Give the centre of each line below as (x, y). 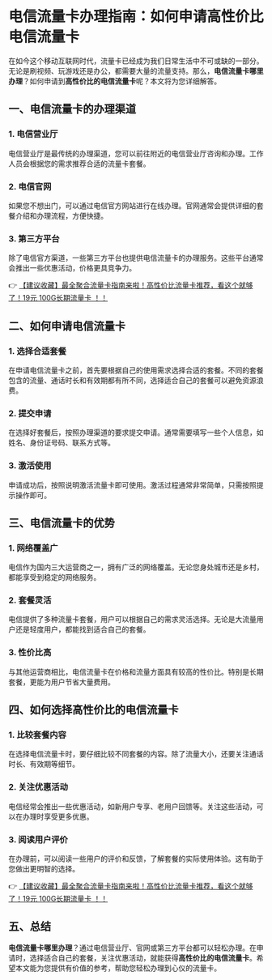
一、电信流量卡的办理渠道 (72, 109)
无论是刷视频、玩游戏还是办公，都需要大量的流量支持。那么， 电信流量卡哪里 (136, 70)
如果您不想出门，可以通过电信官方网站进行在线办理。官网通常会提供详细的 (132, 205)
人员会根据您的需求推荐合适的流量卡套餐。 (79, 164)
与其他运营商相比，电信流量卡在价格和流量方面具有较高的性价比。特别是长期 (136, 671)
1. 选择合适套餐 (38, 351)
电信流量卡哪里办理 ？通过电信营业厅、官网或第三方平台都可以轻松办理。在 (132, 948)
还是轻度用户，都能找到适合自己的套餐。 (83, 629)
